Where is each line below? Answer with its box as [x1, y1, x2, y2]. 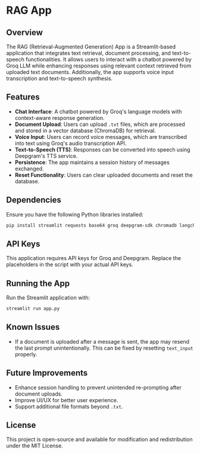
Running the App [6, 278, 70, 288]
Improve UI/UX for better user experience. [14, 396, 118, 403]
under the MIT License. [6, 442, 64, 449]
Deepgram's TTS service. [14, 152, 78, 159]
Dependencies [6, 195, 61, 205]
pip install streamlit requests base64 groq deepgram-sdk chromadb [6, 222, 177, 228]
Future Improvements [6, 368, 88, 378]
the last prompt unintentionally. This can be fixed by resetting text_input [14, 344, 193, 351]
